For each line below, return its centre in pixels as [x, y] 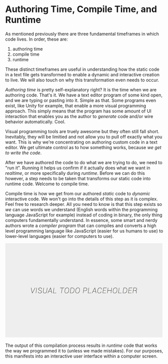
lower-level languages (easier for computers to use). [60, 236]
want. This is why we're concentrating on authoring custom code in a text [81, 142]
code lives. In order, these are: [37, 39]
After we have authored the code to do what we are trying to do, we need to [84, 162]
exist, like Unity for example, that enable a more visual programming [76, 105]
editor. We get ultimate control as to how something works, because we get [83, 147]
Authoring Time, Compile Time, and [81, 9]
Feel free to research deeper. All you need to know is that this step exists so [84, 204]
